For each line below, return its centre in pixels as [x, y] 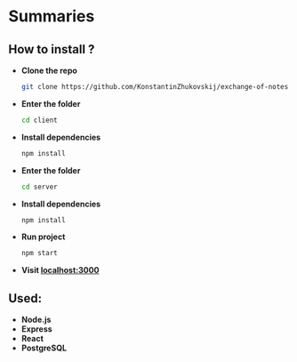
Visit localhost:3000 [60, 270]
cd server [40, 187]
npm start [40, 253]
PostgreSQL [44, 348]
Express [36, 329]
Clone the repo [49, 70]
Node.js [36, 320]
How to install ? [52, 49]
